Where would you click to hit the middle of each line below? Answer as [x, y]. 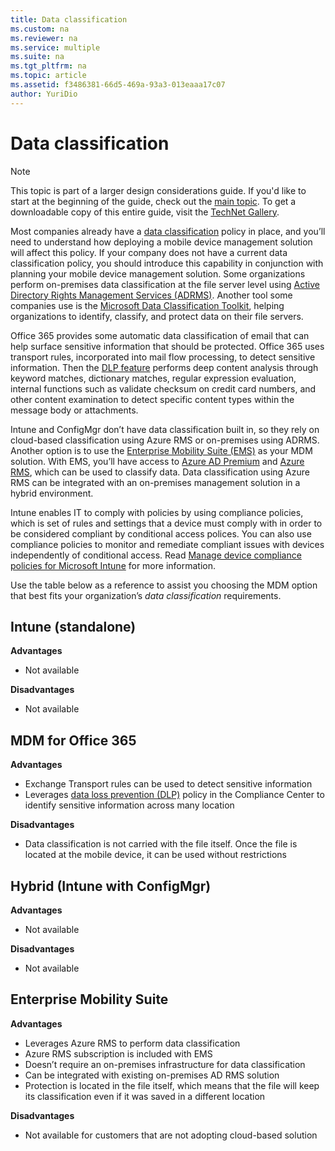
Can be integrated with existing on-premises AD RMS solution [152, 1075]
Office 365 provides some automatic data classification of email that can [160, 335]
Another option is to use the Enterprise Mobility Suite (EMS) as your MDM [161, 450]
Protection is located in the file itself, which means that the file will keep [172, 1085]
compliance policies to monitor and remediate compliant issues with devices [167, 544]
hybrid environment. [52, 493]
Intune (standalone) [73, 626]
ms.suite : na [37, 57]
